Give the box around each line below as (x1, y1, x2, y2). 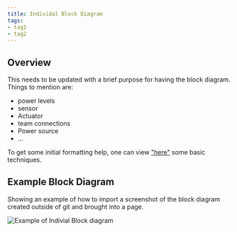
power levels (17, 96, 55, 105)
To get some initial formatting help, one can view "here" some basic (7, 148, 206, 157)
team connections (17, 119, 71, 128)
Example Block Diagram (7, 176, 115, 188)
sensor (17, 104, 38, 113)
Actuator (17, 111, 44, 121)
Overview (7, 56, 52, 68)
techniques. (7, 155, 42, 164)
